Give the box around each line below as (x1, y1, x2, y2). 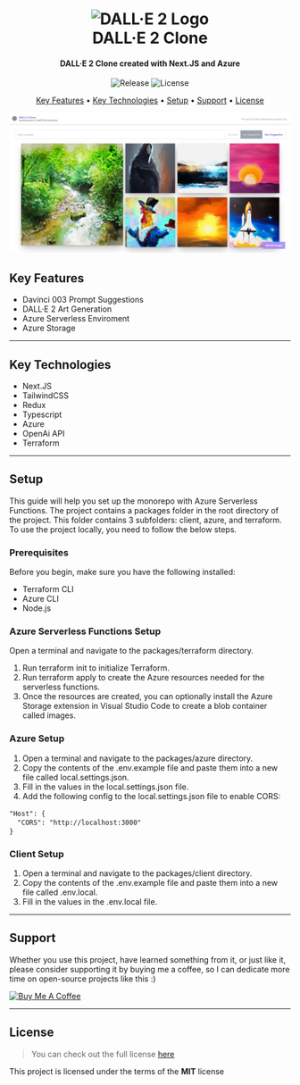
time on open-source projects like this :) (9, 973, 156, 984)
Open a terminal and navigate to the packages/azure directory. (21, 753, 254, 764)
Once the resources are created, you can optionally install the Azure (21, 691, 273, 702)
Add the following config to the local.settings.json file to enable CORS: (21, 790, 281, 801)
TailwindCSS (21, 390, 70, 401)
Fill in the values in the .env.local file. (21, 897, 158, 907)
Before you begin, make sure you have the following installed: (9, 567, 236, 578)
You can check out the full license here (30, 1048, 175, 1059)
